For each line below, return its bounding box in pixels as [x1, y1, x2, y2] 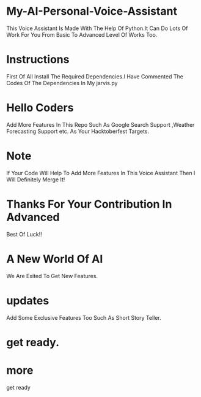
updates [6, 293, 49, 308]
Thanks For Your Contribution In [6, 197, 172, 211]
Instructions [6, 53, 70, 67]
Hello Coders [6, 101, 74, 115]
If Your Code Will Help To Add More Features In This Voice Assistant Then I [6, 169, 196, 176]
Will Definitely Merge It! [6, 176, 65, 183]
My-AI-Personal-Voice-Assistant [6, 4, 177, 18]
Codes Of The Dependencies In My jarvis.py [6, 79, 118, 86]
